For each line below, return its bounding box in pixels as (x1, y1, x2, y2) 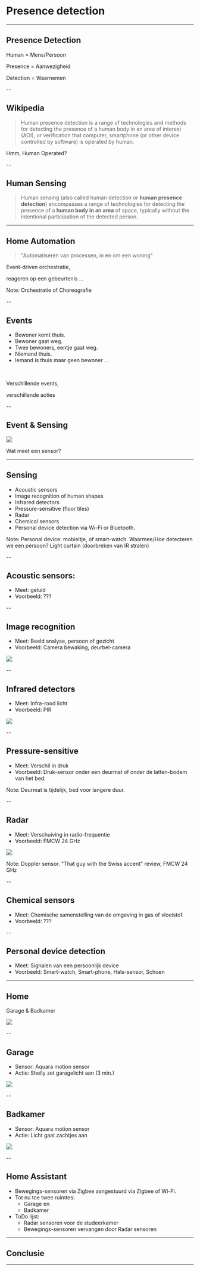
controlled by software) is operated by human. (20, 138, 135, 145)
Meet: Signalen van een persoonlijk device (14, 962, 119, 969)
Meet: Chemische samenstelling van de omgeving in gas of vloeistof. (14, 911, 184, 918)
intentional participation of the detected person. (20, 213, 138, 220)
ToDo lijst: (14, 1213, 40, 1220)
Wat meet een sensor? (6, 447, 61, 454)
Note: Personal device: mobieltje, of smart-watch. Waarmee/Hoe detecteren (6, 535, 193, 542)
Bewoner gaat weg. (14, 338, 62, 344)
